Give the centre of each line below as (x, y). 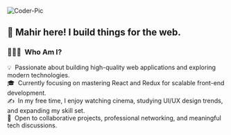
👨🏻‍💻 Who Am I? (35, 52)
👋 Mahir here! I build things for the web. (94, 32)
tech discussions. (32, 125)
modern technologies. (38, 75)
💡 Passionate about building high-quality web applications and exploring (112, 67)
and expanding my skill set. (46, 110)
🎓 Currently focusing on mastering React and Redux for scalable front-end (116, 82)
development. (27, 93)
